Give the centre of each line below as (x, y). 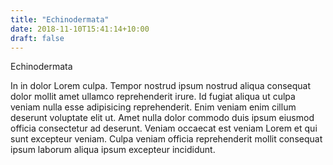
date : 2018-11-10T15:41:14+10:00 (80, 29)
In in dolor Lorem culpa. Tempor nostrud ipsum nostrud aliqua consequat (161, 86)
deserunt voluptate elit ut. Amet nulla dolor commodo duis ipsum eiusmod (162, 118)
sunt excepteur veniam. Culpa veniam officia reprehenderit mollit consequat (166, 139)
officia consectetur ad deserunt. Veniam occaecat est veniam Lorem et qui (164, 128)
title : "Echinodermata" (60, 19)
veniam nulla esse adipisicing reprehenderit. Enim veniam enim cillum (153, 107)
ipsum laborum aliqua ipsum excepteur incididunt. (113, 150)
